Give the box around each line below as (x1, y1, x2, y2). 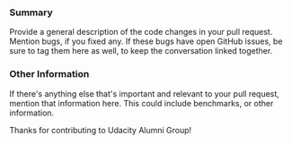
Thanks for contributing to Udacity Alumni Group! (9, 124, 192, 135)
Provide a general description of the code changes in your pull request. (9, 27, 273, 38)
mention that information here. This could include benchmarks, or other (9, 97, 274, 108)
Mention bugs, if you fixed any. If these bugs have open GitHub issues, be (9, 36, 283, 47)
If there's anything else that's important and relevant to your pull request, (9, 88, 280, 99)
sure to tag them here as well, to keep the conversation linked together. (9, 46, 273, 56)
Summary (9, 6, 54, 19)
